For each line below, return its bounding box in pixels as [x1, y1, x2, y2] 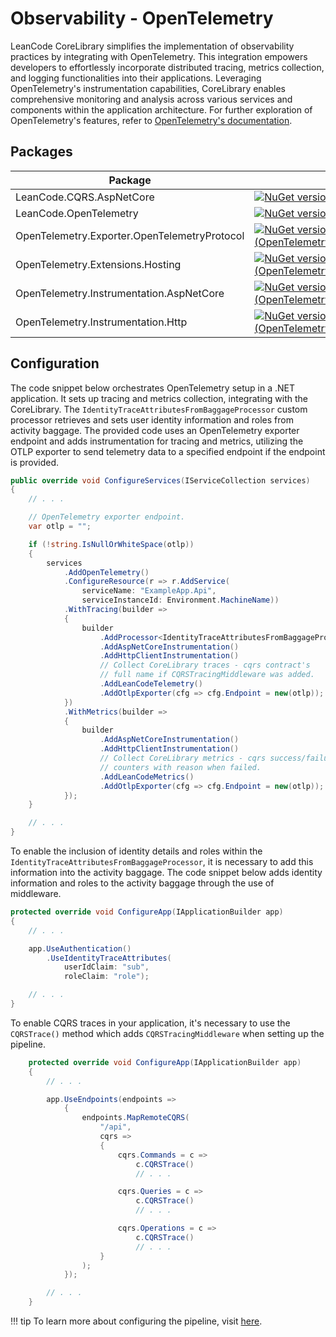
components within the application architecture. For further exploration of [10, 103, 313, 116]
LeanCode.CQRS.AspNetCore [15, 190, 155, 204]
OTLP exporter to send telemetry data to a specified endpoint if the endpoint [10, 445, 326, 457]
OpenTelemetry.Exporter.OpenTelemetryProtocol [15, 228, 245, 242]
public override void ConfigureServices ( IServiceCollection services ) [10, 475, 311, 486]
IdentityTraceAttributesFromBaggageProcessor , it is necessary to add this [10, 856, 314, 868]
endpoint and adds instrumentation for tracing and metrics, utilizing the [10, 435, 304, 447]
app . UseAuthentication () [28, 943, 132, 954]
